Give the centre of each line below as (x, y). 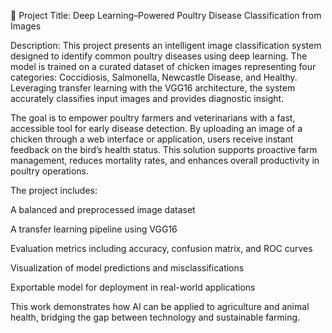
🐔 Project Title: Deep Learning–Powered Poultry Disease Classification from (166, 15)
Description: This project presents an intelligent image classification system (166, 45)
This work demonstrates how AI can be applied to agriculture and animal (160, 306)
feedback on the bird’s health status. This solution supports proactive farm (164, 149)
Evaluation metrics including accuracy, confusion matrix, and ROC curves (161, 248)
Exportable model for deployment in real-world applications (133, 287)
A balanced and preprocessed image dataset (103, 209)
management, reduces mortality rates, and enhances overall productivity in (165, 160)
